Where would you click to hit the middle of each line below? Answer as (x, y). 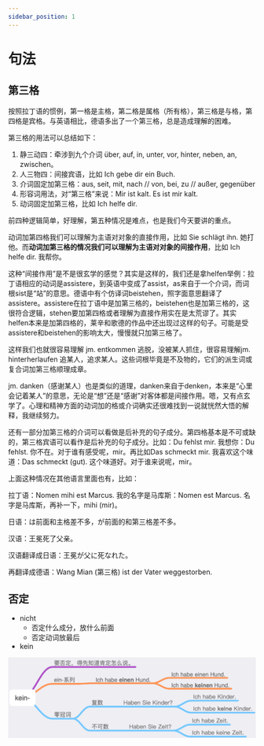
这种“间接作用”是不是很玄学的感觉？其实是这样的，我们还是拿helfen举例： (128, 273)
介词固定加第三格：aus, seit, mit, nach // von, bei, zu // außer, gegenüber (137, 184)
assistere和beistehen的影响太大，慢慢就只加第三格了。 (97, 332)
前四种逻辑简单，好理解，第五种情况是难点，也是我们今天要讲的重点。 (122, 220)
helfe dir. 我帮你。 (37, 257)
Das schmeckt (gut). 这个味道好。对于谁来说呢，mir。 (109, 462)
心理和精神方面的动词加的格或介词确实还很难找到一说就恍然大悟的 (135, 405)
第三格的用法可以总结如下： (53, 137)
